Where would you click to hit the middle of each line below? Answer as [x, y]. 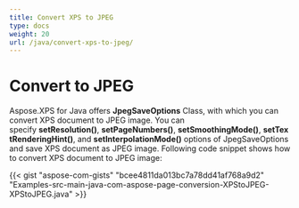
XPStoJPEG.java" [41, 194]
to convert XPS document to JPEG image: [86, 158]
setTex [276, 130]
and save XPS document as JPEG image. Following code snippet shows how [150, 148]
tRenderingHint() [42, 140]
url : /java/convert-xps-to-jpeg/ [71, 42]
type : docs [29, 26]
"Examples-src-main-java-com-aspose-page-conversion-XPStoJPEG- [139, 185]
